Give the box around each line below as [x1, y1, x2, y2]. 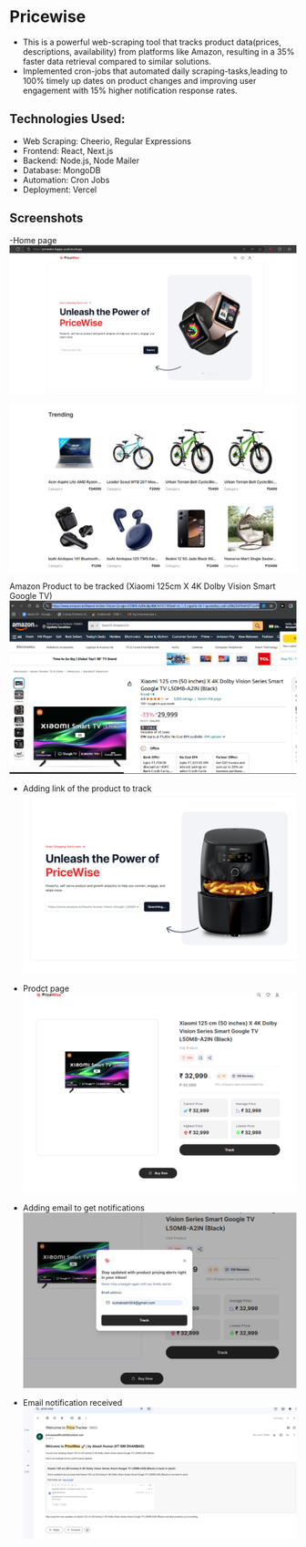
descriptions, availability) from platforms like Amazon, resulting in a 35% [22, 46, 295, 57]
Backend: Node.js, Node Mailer [22, 155, 139, 166]
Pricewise [9, 6, 87, 27]
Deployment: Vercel [22, 184, 97, 195]
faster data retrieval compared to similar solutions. [22, 56, 212, 67]
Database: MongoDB [22, 164, 101, 175]
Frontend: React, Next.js [22, 145, 114, 156]
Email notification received [22, 1397, 123, 1408]
